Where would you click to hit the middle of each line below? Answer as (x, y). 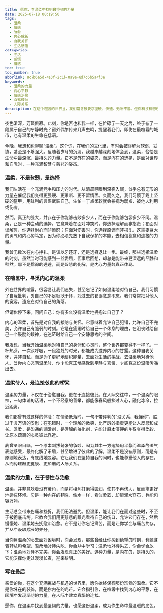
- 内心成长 (19, 37)
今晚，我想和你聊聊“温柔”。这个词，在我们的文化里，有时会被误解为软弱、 (79, 146)
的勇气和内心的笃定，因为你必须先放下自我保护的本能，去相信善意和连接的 (79, 236)
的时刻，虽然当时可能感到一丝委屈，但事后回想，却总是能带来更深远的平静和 (81, 258)
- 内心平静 (19, 91)
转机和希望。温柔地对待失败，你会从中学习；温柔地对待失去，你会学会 (79, 546)
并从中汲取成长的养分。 (28, 530)
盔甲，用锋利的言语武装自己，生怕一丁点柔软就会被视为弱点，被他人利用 (86, 201)
